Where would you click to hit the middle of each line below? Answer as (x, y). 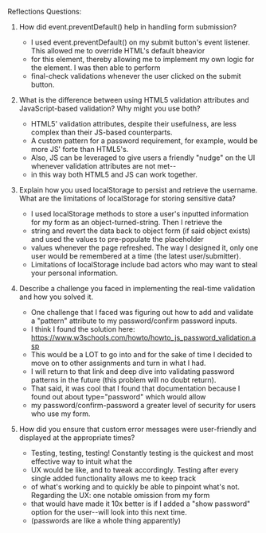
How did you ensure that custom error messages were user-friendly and (137, 429)
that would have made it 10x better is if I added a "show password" (141, 504)
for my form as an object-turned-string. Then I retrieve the (127, 222)
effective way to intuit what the (82, 461)
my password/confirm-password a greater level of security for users (143, 405)
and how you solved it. (56, 297)
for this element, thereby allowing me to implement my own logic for (143, 59)
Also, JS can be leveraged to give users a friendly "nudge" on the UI (143, 158)
